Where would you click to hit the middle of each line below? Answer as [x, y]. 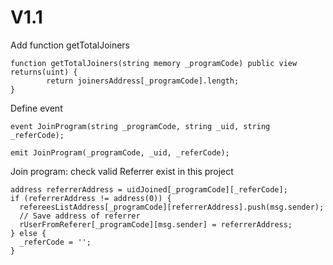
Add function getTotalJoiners [70, 45]
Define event [36, 108]
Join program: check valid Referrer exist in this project [122, 171]
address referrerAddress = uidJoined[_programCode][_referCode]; [149, 189]
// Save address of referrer [80, 216]
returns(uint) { [44, 72]
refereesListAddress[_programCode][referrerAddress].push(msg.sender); [172, 207]
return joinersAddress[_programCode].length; [143, 81]
